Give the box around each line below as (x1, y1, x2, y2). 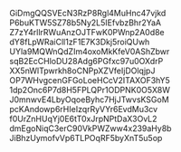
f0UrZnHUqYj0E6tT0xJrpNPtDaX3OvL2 (9, 113, 157, 124)
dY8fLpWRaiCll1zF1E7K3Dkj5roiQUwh (9, 36, 150, 47)
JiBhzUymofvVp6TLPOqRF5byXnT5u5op (9, 133, 163, 143)
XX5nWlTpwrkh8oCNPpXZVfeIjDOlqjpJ (9, 65, 156, 76)
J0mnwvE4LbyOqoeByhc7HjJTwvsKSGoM (9, 94, 169, 105)
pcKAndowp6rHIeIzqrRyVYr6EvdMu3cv (9, 104, 158, 114)
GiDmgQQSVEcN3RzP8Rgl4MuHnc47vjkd (9, 8, 167, 18)
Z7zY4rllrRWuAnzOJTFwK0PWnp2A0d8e (9, 27, 165, 37)
